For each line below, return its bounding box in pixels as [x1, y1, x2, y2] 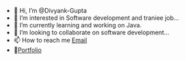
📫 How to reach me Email [13, 36, 88, 44]
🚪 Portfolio [13, 46, 42, 54]
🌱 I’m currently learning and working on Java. [13, 21, 142, 29]
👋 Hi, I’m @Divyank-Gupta [13, 7, 88, 14]
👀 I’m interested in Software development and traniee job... [13, 14, 179, 22]
